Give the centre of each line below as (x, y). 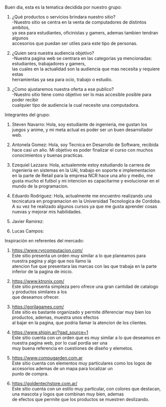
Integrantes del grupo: (27, 115)
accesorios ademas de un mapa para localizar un (62, 368)
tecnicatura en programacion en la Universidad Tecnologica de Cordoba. (86, 201)
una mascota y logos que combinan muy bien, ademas (68, 394)
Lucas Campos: (28, 231)
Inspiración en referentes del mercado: (44, 241)
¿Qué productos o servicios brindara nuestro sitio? (64, 17)
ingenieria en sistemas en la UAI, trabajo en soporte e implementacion (83, 170)
